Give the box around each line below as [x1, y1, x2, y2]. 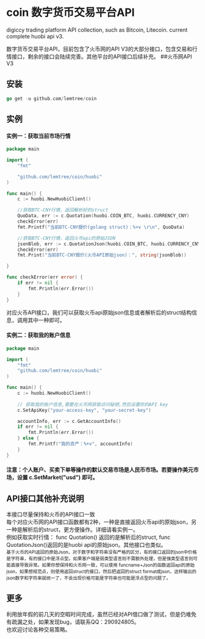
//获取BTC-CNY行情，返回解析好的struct [17, 207, 109, 214]
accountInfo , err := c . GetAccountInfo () [17, 418, 121, 424]
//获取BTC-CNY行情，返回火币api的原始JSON [17, 235, 116, 241]
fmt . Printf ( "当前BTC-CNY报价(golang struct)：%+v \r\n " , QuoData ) [17, 224, 185, 230]
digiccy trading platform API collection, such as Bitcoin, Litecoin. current [6, 26, 188, 34]
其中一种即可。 [27, 316, 65, 323]
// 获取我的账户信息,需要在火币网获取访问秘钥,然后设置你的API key [17, 401, 168, 408]
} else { [17, 435, 40, 441]
